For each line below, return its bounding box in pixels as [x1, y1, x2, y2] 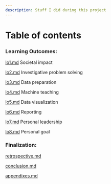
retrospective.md [5, 153, 41, 159]
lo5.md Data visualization [5, 99, 58, 105]
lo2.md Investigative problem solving [5, 70, 83, 76]
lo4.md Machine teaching [5, 89, 59, 95]
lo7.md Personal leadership [5, 119, 62, 125]
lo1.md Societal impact [5, 59, 53, 65]
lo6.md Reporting [5, 109, 42, 115]
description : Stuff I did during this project [5, 7, 106, 13]
